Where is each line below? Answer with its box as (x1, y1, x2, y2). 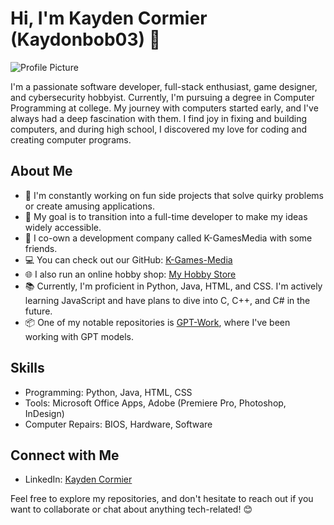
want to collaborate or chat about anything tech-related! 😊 (10, 503, 253, 516)
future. (24, 305, 53, 317)
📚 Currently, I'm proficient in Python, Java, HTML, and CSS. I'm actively (24, 280, 323, 292)
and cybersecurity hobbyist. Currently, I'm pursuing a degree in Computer (10, 91, 315, 103)
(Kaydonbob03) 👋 (10, 28, 162, 51)
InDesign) (24, 407, 65, 419)
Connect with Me (10, 447, 120, 464)
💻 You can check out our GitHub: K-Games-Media (24, 253, 233, 266)
